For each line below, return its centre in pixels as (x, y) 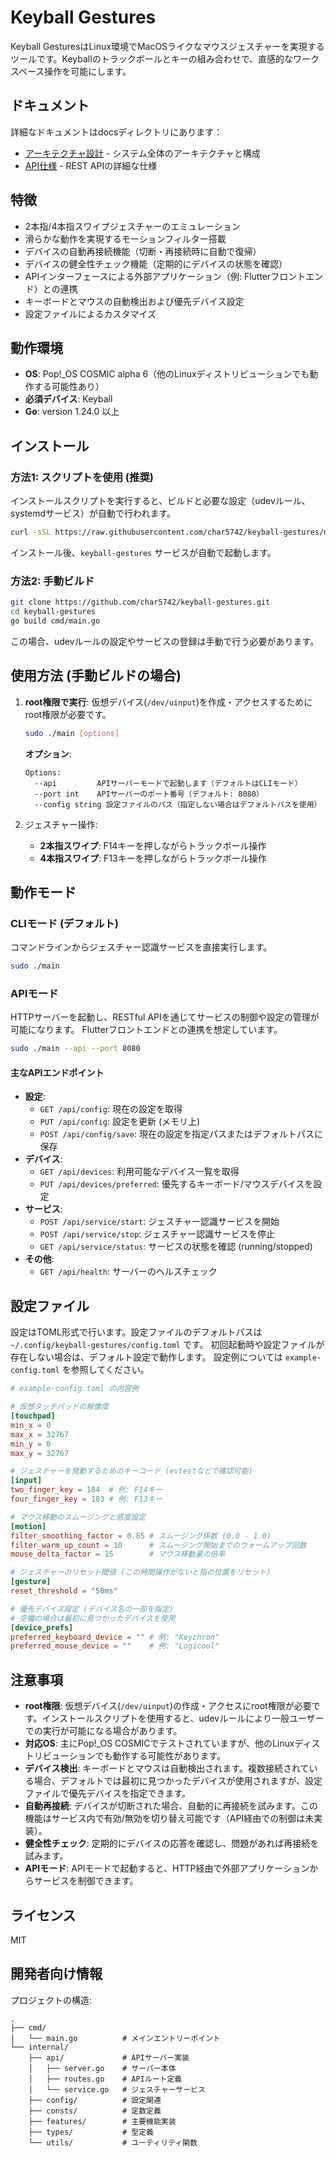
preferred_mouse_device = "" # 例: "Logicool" (115, 1646)
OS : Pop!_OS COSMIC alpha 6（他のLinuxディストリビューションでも (167, 374)
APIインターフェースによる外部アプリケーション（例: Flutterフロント (165, 276)
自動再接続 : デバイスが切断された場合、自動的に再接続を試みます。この (171, 1806)
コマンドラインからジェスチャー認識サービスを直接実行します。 (141, 947)
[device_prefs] (42, 1627)
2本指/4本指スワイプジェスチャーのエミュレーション (132, 226)
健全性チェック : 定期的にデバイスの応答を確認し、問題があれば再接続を (172, 1843)
